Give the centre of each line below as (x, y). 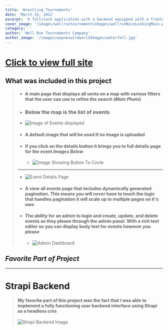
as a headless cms (37, 311)
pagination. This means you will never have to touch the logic (90, 194)
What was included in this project (58, 81)
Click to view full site (49, 63)
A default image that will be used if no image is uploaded (85, 134)
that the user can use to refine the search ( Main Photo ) (83, 99)
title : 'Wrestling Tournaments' (39, 10)
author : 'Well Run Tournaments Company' (48, 33)
